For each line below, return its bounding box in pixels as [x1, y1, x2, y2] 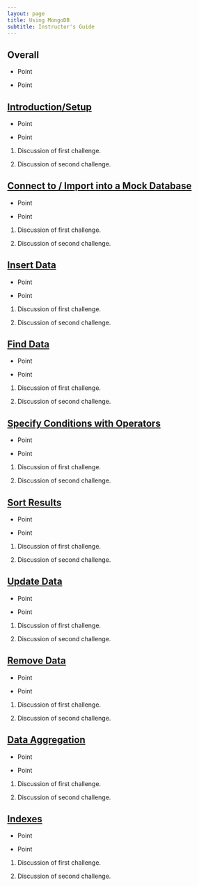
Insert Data [7, 259, 57, 272]
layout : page [7, 10, 45, 17]
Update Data [7, 576, 63, 588]
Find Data [7, 338, 50, 350]
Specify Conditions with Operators [7, 417, 161, 429]
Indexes [7, 813, 43, 825]
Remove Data [7, 655, 66, 667]
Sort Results [7, 496, 62, 508]
